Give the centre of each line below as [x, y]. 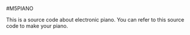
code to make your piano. [37, 26]
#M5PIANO [20, 8]
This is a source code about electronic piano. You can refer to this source [95, 20]
